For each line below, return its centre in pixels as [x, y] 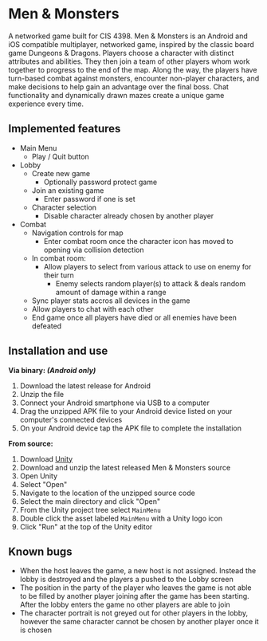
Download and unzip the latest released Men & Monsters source [125, 467]
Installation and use [58, 351]
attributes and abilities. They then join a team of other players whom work [129, 61]
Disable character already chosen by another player [129, 215]
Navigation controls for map [77, 233]
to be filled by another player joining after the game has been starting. [134, 596]
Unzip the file [42, 394]
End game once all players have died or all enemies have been [134, 317]
